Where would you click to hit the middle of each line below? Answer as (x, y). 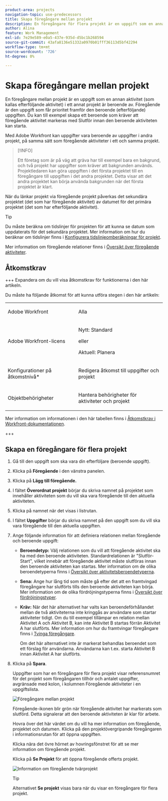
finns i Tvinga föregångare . (48, 633)
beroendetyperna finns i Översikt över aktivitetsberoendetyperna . (87, 571)
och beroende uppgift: (35, 540)
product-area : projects (30, 10)
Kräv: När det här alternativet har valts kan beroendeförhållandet (87, 607)
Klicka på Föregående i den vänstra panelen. (59, 471)
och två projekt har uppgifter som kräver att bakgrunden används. (85, 166)
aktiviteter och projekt (104, 401)
